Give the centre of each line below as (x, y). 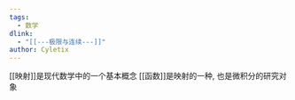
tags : (19, 17)
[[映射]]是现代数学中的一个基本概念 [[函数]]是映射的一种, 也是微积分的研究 (144, 76)
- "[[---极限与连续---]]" (62, 42)
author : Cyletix (39, 50)
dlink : (21, 33)
